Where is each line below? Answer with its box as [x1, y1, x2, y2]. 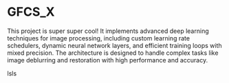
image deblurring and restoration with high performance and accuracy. [7, 56, 208, 64]
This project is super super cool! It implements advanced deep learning [7, 27, 209, 35]
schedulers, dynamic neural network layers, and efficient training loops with [7, 41, 222, 49]
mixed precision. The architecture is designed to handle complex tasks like [7, 49, 219, 57]
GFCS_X [7, 4, 55, 20]
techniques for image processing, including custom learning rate [7, 34, 190, 42]
